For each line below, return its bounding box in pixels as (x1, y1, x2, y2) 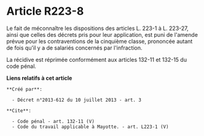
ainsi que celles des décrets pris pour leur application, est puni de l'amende (6, 31, 198, 38)
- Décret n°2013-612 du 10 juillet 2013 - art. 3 (12, 97, 141, 103)
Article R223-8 (6, 4, 84, 18)
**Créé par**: (6, 86, 43, 93)
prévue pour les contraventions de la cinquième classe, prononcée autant (6, 37, 193, 45)
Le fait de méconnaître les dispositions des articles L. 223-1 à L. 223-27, (6, 25, 189, 32)
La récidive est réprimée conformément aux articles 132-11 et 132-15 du (6, 56, 187, 63)
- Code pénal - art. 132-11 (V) (12, 118, 95, 124)
